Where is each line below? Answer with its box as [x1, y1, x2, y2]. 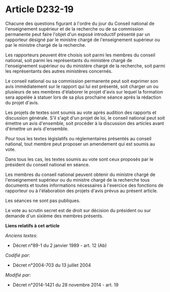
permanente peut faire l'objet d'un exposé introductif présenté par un [5, 31, 151, 37]
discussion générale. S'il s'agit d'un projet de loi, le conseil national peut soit [5, 114, 165, 121]
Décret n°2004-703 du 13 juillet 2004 [12, 262, 91, 268]
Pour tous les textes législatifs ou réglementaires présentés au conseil [5, 135, 152, 141]
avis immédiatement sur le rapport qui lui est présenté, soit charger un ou [5, 83, 159, 90]
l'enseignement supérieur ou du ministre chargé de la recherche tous [5, 177, 150, 183]
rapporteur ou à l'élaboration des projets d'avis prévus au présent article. [5, 187, 158, 194]
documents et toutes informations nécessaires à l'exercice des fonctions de [5, 182, 164, 188]
